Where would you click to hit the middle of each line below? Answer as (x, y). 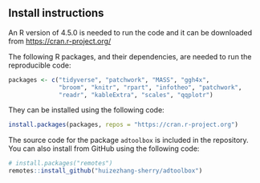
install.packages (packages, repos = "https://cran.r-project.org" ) (124, 125)
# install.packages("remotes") (61, 164)
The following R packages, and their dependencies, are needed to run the (130, 56)
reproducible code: (40, 65)
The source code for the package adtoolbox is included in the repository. (128, 140)
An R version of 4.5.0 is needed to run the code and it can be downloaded (130, 32)
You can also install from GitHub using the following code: (104, 148)
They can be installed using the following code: (86, 110)
